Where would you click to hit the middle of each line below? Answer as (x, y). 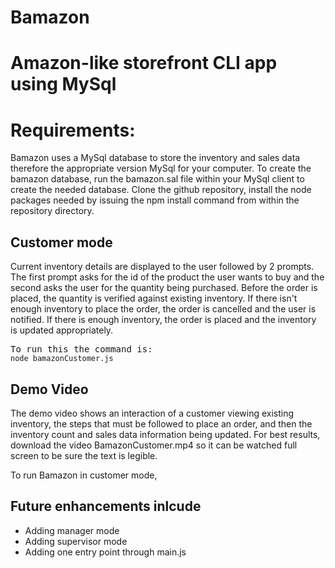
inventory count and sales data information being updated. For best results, (165, 434)
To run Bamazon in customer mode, (84, 475)
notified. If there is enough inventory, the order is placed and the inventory (163, 320)
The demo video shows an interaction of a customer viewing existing (152, 413)
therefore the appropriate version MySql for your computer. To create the (161, 168)
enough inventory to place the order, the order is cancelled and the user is (163, 309)
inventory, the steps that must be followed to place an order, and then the (161, 423)
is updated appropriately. (62, 330)
